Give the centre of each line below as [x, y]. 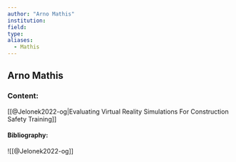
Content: [23, 96]
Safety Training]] [32, 119]
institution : [27, 21]
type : [15, 34]
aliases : [20, 40]
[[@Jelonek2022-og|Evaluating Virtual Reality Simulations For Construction [118, 112]
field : [17, 27]
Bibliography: [28, 135]
